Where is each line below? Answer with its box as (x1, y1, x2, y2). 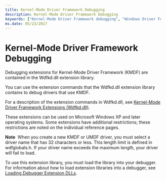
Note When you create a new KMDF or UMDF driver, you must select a (5, 134, 151, 140)
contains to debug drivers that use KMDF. (5, 90, 90, 96)
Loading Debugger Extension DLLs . (5, 170, 78, 176)
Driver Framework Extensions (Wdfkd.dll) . (5, 105, 90, 111)
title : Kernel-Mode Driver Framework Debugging (5, 7, 105, 12)
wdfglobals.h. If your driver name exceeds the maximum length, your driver (5, 145, 159, 151)
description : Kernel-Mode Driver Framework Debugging (5, 12, 119, 17)
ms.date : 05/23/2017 (5, 21, 48, 26)
